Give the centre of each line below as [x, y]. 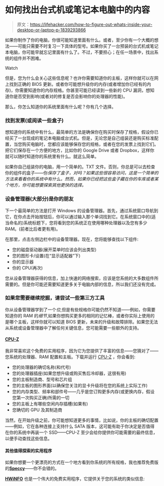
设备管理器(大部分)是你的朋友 [39, 199]
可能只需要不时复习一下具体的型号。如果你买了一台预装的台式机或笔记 [88, 46]
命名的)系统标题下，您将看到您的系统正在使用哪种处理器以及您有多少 [78, 223]
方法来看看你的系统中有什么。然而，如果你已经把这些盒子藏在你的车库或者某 [82, 179]
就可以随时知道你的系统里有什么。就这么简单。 [52, 156]
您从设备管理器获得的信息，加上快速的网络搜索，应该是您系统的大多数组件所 [82, 278]
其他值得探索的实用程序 [28, 450]
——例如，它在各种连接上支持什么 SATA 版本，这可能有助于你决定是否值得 [80, 427]
